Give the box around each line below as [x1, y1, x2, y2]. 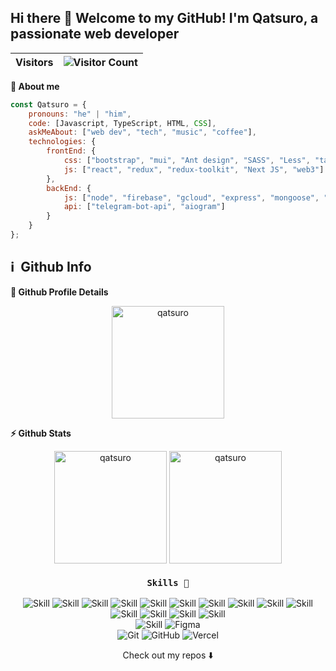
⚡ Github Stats [10, 427, 72, 439]
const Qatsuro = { [10, 99, 87, 110]
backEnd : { [46, 183, 92, 193]
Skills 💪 [146, 577, 190, 588]
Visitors [15, 55, 54, 69]
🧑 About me [10, 80, 60, 92]
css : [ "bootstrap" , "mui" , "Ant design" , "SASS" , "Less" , [63, 156, 311, 166]
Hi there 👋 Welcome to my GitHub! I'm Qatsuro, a [10, 10, 319, 27]
